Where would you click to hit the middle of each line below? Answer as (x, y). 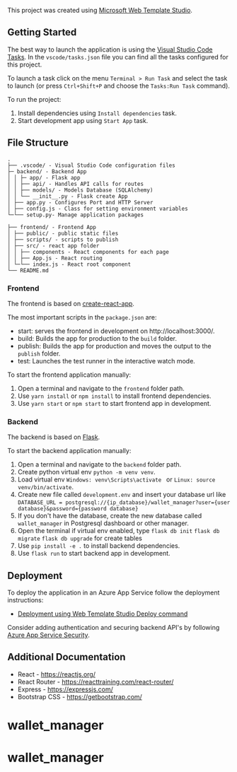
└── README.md (28, 270)
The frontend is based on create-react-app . (71, 303)
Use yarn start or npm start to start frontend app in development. (114, 403)
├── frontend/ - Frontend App (52, 227)
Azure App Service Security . (48, 635)
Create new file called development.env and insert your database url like (122, 495)
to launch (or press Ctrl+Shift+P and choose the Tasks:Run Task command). (118, 86)
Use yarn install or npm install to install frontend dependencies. (114, 396)
